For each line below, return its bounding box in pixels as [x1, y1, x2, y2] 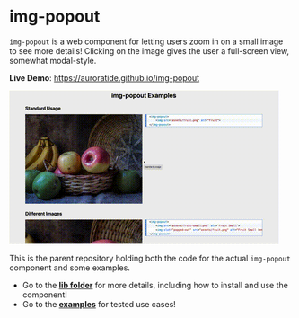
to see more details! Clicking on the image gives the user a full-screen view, [9, 45, 290, 56]
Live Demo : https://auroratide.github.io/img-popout [9, 72, 200, 83]
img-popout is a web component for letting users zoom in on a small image [9, 36, 284, 47]
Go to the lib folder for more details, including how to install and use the [22, 279, 289, 290]
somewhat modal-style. [9, 55, 97, 66]
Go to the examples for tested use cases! [22, 298, 177, 309]
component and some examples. [9, 262, 130, 273]
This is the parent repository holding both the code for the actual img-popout [9, 252, 291, 263]
